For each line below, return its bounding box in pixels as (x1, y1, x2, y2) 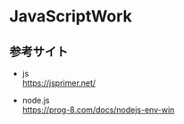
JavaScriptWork (9, 6, 132, 27)
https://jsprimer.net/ (21, 78, 96, 88)
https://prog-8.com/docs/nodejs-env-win (21, 104, 175, 115)
